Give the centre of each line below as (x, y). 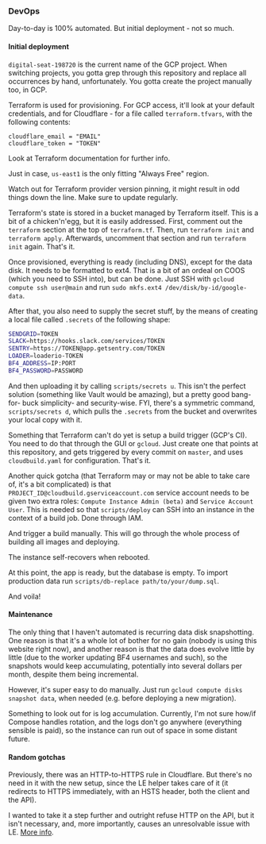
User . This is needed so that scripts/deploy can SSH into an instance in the (131, 509)
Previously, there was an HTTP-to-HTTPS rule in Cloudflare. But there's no (130, 775)
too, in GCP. (28, 90)
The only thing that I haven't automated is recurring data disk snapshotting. (131, 632)
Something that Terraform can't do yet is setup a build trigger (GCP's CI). (128, 435)
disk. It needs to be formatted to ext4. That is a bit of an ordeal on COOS (127, 270)
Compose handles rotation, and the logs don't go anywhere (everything (125, 722)
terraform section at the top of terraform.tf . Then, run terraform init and (131, 229)
